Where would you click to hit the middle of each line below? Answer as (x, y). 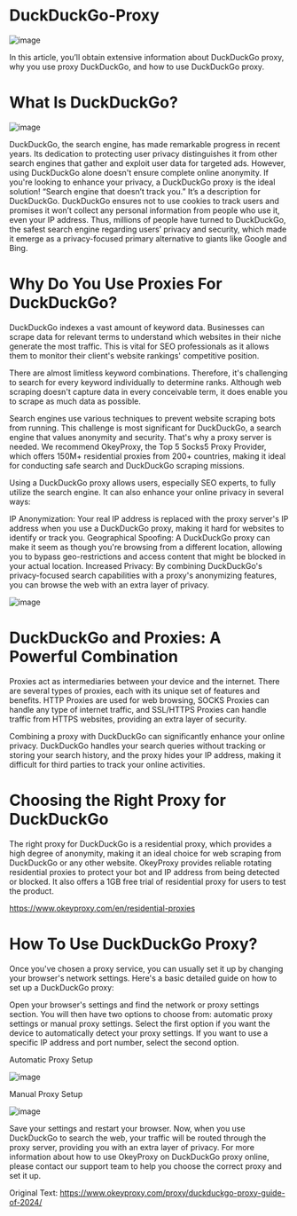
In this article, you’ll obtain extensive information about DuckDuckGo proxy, (147, 57)
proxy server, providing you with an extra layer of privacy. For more (132, 1147)
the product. (32, 891)
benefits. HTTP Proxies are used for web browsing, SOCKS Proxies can (139, 700)
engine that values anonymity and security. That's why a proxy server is (141, 437)
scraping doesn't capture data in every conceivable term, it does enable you (148, 391)
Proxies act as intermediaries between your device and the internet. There (145, 681)
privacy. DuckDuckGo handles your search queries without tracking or (137, 746)
